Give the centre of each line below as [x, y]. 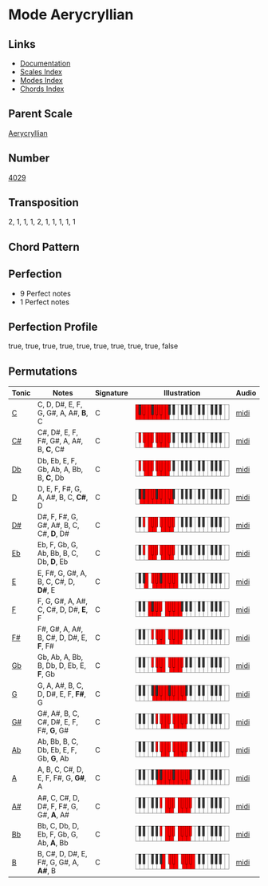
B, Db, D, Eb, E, [61, 665]
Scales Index [41, 72]
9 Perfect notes [45, 293]
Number [29, 159]
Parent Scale [41, 114]
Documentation [45, 63]
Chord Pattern [44, 246]
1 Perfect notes [45, 302]
